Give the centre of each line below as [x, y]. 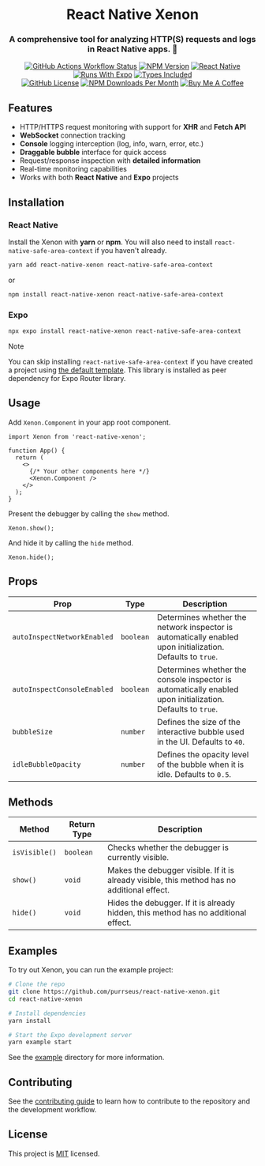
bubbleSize [32, 732]
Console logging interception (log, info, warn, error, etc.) [112, 144]
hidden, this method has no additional [177, 913]
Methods [31, 802]
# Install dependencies [47, 1013]
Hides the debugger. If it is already [171, 903]
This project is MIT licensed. [54, 1153]
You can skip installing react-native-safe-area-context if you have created [131, 361]
